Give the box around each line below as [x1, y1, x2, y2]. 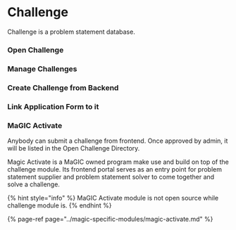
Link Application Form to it [7, 101, 99, 111]
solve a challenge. [7, 180, 60, 189]
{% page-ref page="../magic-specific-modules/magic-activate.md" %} [7, 215, 213, 223]
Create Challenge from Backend [7, 82, 119, 92]
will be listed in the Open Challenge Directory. [7, 143, 140, 152]
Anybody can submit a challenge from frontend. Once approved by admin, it [7, 136, 228, 145]
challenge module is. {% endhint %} [7, 201, 112, 210]
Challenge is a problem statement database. [7, 27, 135, 36]
